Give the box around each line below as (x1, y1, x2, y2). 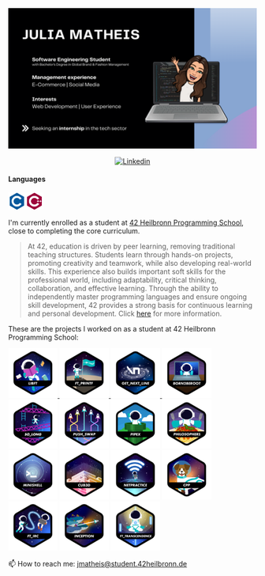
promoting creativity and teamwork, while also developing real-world (27, 258, 252, 267)
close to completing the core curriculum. (8, 225, 140, 236)
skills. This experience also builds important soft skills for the (27, 267, 226, 276)
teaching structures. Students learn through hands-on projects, (27, 249, 233, 260)
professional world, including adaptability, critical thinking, (27, 275, 217, 284)
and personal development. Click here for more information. (27, 309, 222, 318)
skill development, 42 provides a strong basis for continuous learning (27, 300, 253, 309)
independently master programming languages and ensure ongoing (27, 292, 247, 301)
